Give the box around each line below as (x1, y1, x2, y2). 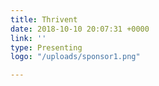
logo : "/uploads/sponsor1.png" (10, 52, 141, 62)
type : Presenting (10, 42, 83, 53)
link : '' (10, 33, 47, 43)
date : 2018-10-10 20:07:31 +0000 (10, 24, 150, 34)
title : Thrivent (10, 14, 78, 25)
